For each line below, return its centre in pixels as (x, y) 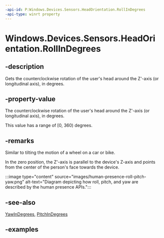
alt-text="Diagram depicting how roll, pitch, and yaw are (82, 182)
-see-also (20, 203)
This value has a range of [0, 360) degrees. (49, 126)
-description (24, 67)
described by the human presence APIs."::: (48, 187)
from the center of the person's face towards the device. (62, 167)
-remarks (20, 141)
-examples (22, 229)
